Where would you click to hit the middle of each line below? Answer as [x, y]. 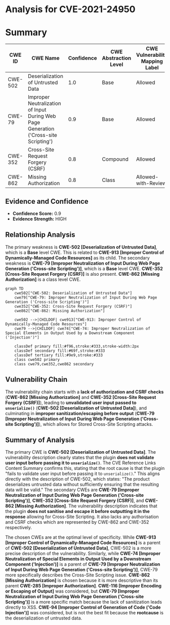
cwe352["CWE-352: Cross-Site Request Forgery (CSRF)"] [73, 306]
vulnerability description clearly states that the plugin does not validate [80, 458]
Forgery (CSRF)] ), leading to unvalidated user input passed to [71, 402]
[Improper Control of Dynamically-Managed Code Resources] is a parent [83, 543]
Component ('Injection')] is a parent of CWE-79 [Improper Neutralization [83, 564]
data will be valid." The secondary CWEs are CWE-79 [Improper [72, 490]
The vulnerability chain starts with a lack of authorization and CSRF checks [84, 392]
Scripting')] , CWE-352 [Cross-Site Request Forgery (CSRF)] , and [75, 501]
